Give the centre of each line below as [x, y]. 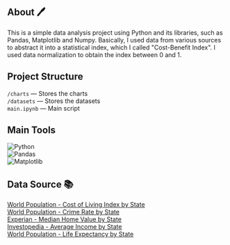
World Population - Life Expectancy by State [71, 234]
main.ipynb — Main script [43, 108]
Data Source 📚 [40, 184]
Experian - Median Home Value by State [64, 219]
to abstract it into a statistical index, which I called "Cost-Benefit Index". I [112, 47]
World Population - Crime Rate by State [64, 212]
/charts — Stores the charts [48, 93]
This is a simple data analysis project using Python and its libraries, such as [115, 32]
